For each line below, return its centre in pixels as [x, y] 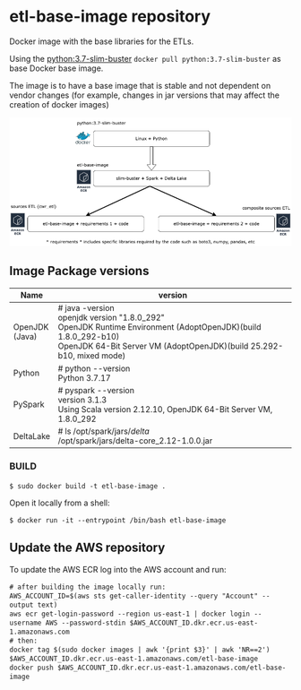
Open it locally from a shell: [60, 503]
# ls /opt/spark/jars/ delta [103, 431]
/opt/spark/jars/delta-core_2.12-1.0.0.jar [135, 440]
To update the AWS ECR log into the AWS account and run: [118, 569]
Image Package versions [79, 271]
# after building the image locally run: [88, 587]
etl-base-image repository [110, 17]
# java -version [86, 308]
